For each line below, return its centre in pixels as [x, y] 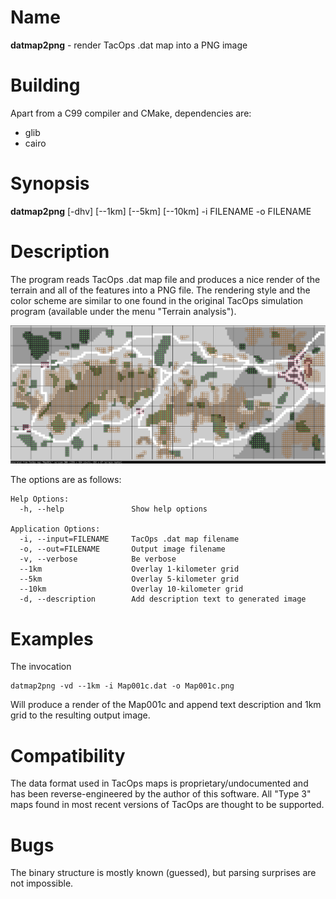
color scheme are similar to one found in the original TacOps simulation [157, 300]
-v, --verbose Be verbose [98, 559]
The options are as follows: [66, 480]
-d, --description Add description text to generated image [163, 599]
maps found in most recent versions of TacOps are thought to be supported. [167, 805]
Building [45, 85]
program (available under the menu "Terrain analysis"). [123, 311]
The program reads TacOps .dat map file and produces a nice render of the [165, 279]
